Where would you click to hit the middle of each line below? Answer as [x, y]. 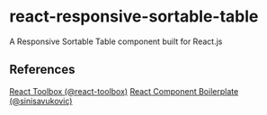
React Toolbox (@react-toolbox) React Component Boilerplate [124, 91]
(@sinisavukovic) [41, 101]
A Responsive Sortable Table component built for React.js [116, 41]
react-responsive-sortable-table [134, 17]
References [42, 70]
